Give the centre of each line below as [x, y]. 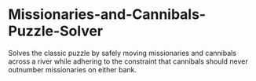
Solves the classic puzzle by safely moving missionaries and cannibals [123, 53]
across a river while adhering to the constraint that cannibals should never [128, 61]
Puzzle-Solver [56, 31]
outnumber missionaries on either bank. [73, 69]
